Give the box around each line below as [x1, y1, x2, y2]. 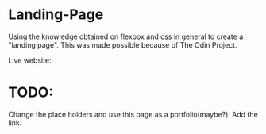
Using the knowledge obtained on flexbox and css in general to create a [8, 32, 244, 41]
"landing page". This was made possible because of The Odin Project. [8, 40, 237, 49]
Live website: [8, 56, 52, 65]
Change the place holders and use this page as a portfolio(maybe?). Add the [8, 109, 258, 119]
